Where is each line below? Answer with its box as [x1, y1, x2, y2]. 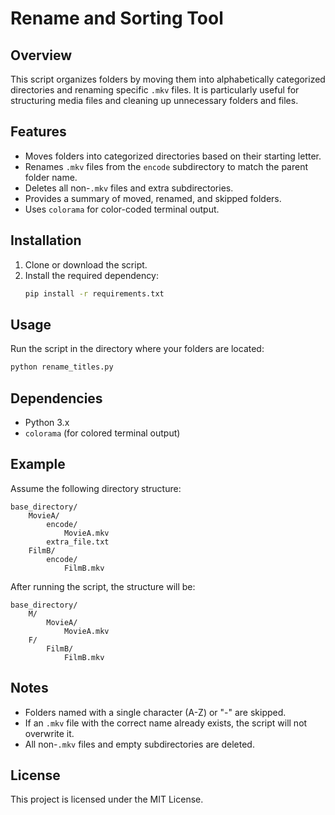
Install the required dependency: [24, 269, 159, 281]
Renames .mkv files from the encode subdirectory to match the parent [24, 160, 309, 172]
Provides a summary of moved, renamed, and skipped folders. [24, 192, 282, 204]
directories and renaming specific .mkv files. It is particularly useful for [10, 84, 300, 96]
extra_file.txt [46, 537, 110, 547]
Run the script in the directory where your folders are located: [10, 343, 265, 355]
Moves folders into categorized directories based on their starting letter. [24, 150, 322, 162]
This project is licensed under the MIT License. [10, 793, 204, 806]
